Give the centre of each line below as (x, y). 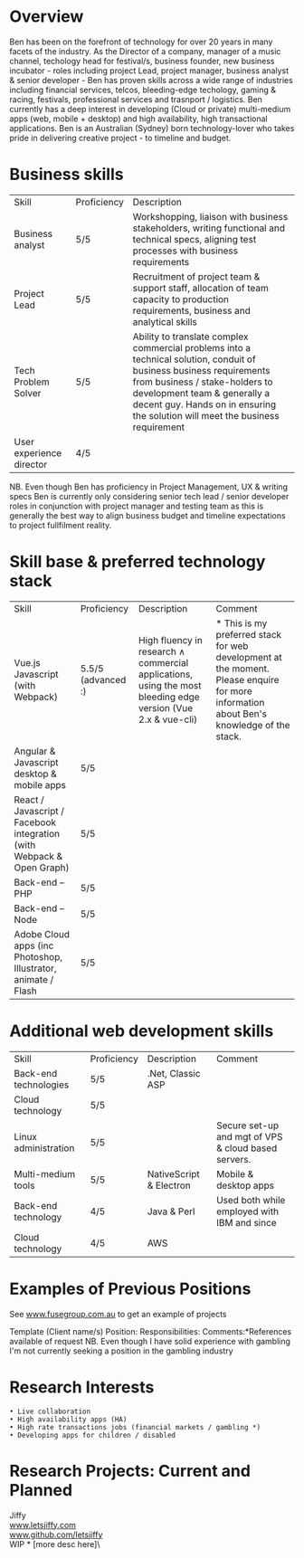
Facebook (35, 822)
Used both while (251, 1200)
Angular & (35, 751)
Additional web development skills (142, 1031)
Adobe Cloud (42, 934)
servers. (233, 1159)
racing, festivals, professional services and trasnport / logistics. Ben (136, 99)
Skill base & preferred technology (138, 562)
